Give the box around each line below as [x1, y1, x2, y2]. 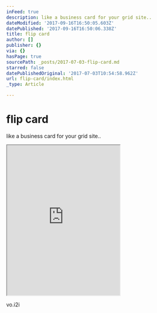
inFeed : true [6, 8, 39, 15]
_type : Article [6, 82, 45, 88]
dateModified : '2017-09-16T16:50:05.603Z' [6, 20, 114, 26]
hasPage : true [6, 53, 42, 59]
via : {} [6, 48, 26, 54]
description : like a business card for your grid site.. [6, 14, 152, 20]
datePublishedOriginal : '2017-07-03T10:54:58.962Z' [6, 70, 138, 76]
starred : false [6, 64, 45, 71]
